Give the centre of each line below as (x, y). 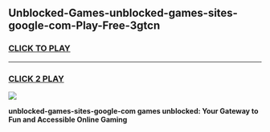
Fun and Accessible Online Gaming (68, 119)
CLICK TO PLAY (39, 49)
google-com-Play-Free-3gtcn (84, 26)
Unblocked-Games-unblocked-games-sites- (123, 13)
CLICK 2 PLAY (36, 78)
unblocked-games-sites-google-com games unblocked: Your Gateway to (133, 110)
